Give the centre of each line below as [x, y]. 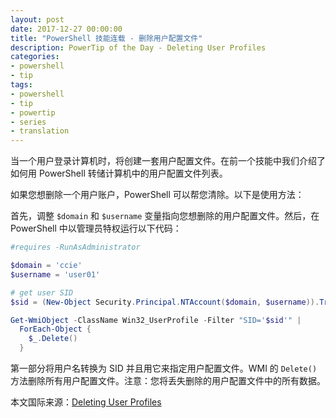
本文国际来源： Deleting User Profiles [86, 402]
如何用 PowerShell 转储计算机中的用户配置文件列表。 [119, 173]
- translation [40, 131]
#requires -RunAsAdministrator [75, 247]
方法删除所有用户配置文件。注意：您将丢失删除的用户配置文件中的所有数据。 [168, 380]
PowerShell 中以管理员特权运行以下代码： [96, 228]
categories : [35, 57]
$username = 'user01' [55, 274]
